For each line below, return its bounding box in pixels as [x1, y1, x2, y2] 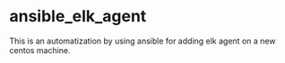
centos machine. [9, 44, 71, 55]
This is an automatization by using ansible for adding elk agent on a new [9, 35, 276, 46]
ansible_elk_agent [9, 6, 147, 27]
